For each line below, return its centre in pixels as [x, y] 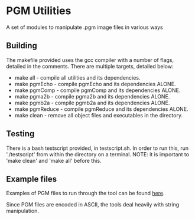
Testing [20, 134]
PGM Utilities [39, 11]
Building [22, 46]
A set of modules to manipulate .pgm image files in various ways [85, 27]
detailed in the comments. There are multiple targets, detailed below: [90, 66]
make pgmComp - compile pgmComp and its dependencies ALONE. [97, 90]
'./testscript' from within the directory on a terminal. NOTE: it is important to [98, 154]
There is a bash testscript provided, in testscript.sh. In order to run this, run [97, 148]
